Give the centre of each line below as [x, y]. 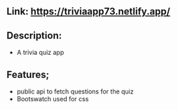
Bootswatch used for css [53, 99]
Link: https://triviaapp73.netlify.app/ [89, 12]
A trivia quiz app [40, 53]
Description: [34, 36]
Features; [28, 74]
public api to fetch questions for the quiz [75, 91]
